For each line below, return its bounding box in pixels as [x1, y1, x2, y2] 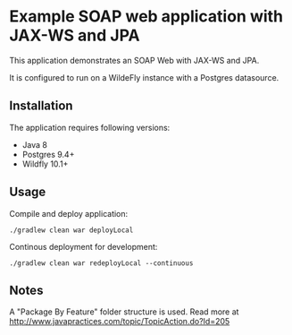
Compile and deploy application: [9, 208, 129, 219]
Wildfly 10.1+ [21, 159, 69, 169]
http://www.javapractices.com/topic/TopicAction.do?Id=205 [9, 316, 230, 327]
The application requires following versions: [9, 122, 171, 133]
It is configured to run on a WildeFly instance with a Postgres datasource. [9, 72, 279, 82]
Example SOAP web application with [9, 6, 284, 27]
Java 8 [21, 139, 47, 150]
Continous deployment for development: [9, 241, 158, 252]
